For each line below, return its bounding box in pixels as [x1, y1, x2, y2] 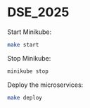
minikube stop [7, 68, 49, 75]
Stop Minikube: [7, 54, 51, 62]
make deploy [7, 94, 42, 101]
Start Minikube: [7, 28, 51, 36]
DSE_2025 [7, 4, 70, 20]
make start [7, 41, 39, 48]
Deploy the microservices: [7, 80, 84, 89]
